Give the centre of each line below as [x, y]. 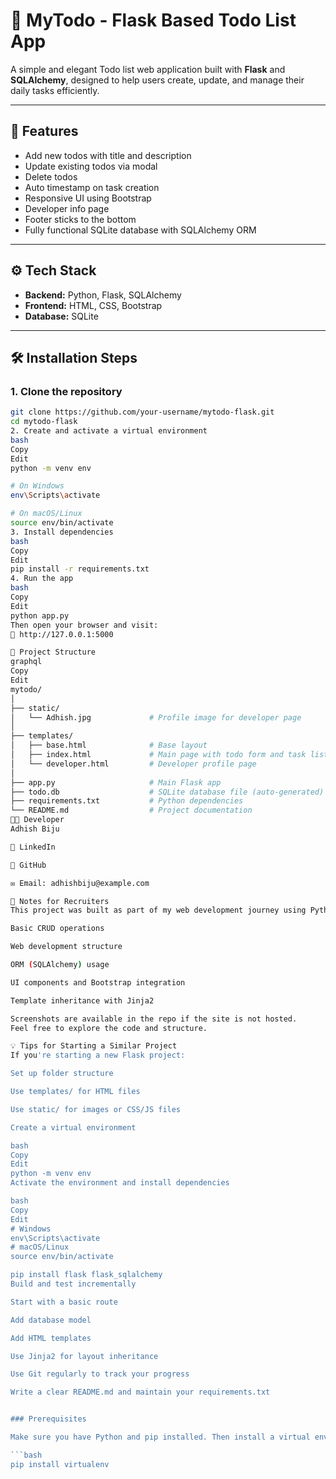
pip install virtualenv [60, 1464]
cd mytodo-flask [44, 422]
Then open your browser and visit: [84, 625]
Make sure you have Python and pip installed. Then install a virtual [160, 1437]
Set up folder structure [62, 1074]
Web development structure [66, 947]
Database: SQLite [61, 316]
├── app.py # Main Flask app [116, 782]
